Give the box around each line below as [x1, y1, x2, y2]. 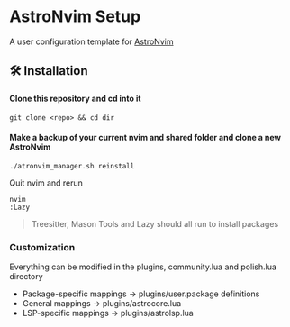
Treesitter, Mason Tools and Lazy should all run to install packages [31, 218, 279, 229]
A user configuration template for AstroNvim [9, 36, 174, 47]
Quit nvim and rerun [9, 177, 84, 188]
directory [9, 271, 43, 282]
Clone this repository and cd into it [9, 93, 141, 104]
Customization [9, 241, 76, 253]
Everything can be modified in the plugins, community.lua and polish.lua [9, 261, 277, 272]
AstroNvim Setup [9, 6, 141, 27]
